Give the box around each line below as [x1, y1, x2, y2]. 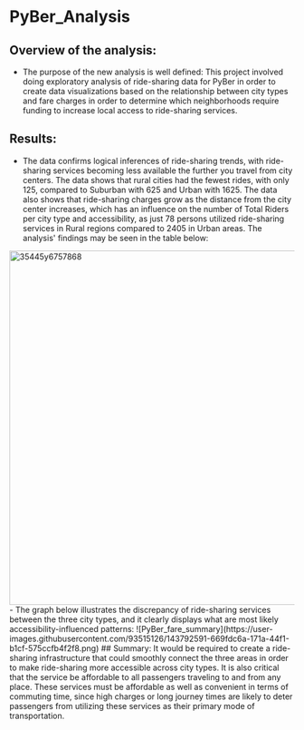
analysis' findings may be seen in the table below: [22, 232, 209, 243]
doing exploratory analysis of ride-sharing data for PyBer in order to [22, 76, 276, 87]
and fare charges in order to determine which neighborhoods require [22, 95, 280, 106]
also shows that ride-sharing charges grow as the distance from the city [22, 193, 292, 205]
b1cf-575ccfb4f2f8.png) [9, 642, 100, 654]
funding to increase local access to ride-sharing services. [22, 105, 238, 115]
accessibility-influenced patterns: [9, 623, 135, 634]
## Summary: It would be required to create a [100, 642, 271, 654]
